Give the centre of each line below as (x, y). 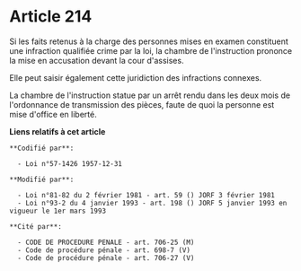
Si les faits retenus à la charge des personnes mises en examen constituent (149, 41)
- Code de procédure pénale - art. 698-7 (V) (104, 250)
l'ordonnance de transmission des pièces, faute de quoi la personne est (142, 104)
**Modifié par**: (42, 179)
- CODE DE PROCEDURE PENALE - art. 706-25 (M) (106, 242)
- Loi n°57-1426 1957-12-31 (70, 163)
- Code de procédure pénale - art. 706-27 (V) (106, 258)
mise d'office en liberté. (53, 114)
